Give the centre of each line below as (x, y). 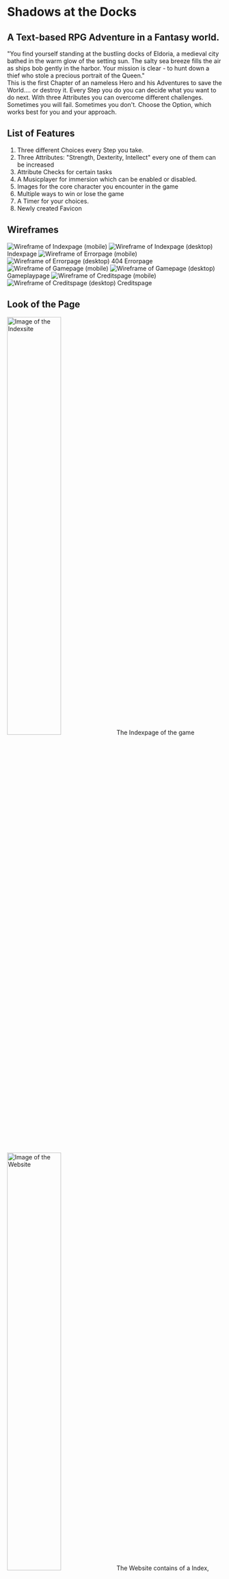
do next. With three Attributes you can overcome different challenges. (105, 97)
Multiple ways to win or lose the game (70, 193)
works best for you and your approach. (62, 112)
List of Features (41, 133)
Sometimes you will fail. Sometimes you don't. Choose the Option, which (109, 105)
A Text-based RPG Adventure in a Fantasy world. (113, 37)
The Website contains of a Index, (163, 1568)
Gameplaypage (28, 276)
